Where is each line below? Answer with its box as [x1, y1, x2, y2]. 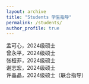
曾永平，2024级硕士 [6, 50, 56, 57]
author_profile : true [6, 25, 60, 31]
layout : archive [6, 8, 46, 15]
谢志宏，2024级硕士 [6, 64, 56, 72]
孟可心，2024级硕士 [6, 42, 56, 49]
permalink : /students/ [6, 20, 62, 25]
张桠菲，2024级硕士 [6, 57, 56, 64]
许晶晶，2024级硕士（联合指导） [6, 72, 87, 79]
